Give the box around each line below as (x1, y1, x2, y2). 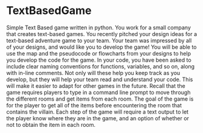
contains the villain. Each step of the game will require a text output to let (6, 108, 189, 115)
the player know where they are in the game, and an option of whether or (6, 114, 190, 122)
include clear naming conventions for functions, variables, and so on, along (6, 62, 195, 70)
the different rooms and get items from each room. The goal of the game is (6, 95, 194, 102)
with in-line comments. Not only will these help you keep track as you (6, 69, 181, 76)
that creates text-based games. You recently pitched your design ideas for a (6, 30, 198, 37)
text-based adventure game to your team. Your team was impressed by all (6, 37, 192, 44)
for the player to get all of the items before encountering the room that (6, 101, 182, 109)
